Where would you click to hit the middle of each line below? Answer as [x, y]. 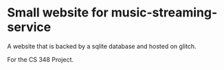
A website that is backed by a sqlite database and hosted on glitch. [102, 46]
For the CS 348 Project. [41, 59]
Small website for [58, 13]
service [29, 27]
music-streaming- [164, 13]
